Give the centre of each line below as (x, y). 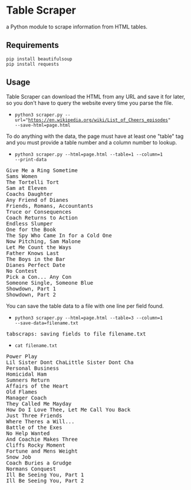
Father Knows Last (33, 253)
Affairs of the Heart (37, 386)
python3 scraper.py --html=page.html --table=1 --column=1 (89, 154)
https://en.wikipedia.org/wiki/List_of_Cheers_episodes (98, 120)
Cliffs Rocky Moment (36, 445)
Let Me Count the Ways (39, 247)
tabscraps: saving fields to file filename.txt (76, 334)
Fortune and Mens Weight (42, 451)
